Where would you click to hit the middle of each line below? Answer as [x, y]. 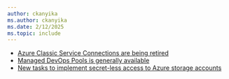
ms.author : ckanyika [37, 20]
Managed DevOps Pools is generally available [83, 61]
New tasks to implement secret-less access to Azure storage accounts [119, 68]
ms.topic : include [34, 33]
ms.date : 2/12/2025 [36, 27]
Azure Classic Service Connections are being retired [93, 53]
